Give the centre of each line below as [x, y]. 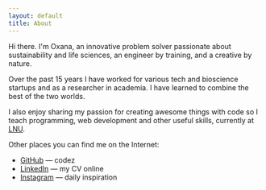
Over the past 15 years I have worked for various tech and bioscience [123, 79]
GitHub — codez [47, 160]
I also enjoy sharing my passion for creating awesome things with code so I [133, 112]
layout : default [35, 16]
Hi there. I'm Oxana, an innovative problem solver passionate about [120, 46]
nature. [20, 63]
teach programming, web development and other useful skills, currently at [131, 120]
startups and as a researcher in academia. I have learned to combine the [129, 87]
